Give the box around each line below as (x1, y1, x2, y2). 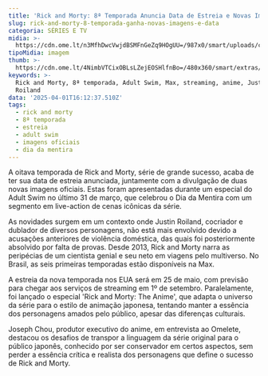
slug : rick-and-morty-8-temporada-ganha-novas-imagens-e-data (8, 19, 219, 27)
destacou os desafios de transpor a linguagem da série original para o (8, 333, 239, 342)
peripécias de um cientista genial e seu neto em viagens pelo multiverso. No (8, 251, 259, 261)
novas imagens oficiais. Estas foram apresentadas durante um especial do (8, 185, 253, 194)
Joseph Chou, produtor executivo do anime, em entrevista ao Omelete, (8, 325, 242, 334)
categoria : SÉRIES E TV (8, 26, 88, 34)
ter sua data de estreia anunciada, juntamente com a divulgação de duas (8, 176, 247, 186)
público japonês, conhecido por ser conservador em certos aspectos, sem (8, 342, 254, 351)
